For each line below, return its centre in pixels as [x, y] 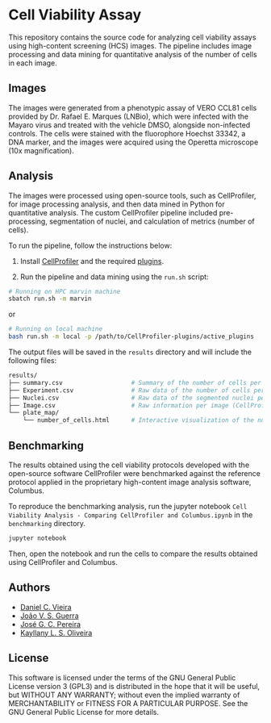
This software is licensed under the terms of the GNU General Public [122, 677]
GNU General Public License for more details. [84, 712]
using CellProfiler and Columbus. [63, 562]
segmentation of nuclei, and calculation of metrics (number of [152, 221]
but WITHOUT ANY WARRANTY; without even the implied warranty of [124, 695]
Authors [29, 588]
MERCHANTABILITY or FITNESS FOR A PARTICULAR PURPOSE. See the [128, 703]
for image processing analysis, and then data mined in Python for [117, 204]
